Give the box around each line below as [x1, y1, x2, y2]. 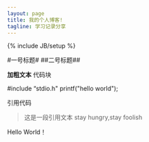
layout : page [7, 10, 45, 17]
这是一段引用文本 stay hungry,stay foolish [23, 113, 143, 121]
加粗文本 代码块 [7, 70, 52, 79]
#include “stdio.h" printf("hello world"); [7, 84, 119, 93]
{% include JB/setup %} [7, 42, 76, 50]
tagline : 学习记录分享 [7, 23, 66, 30]
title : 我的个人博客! [7, 17, 63, 23]
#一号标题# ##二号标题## [7, 56, 81, 64]
